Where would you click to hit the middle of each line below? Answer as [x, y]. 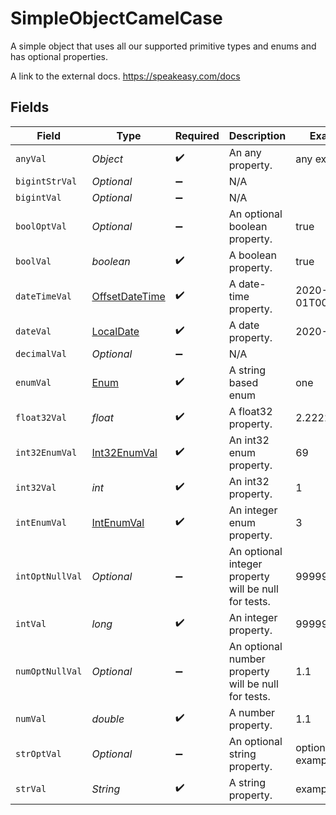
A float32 [250, 411]
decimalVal [41, 353]
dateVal [33, 331]
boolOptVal [41, 226]
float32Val [41, 417]
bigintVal [38, 197]
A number [252, 712]
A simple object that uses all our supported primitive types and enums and [163, 46]
